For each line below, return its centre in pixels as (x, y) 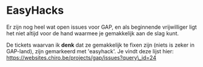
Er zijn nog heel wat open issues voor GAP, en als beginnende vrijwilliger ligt (101, 27)
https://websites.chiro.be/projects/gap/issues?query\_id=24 (81, 57)
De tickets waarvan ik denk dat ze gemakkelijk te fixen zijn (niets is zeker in (101, 45)
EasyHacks (35, 10)
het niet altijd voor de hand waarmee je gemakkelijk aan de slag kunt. (92, 33)
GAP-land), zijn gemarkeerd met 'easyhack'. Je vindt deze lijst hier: (90, 51)
